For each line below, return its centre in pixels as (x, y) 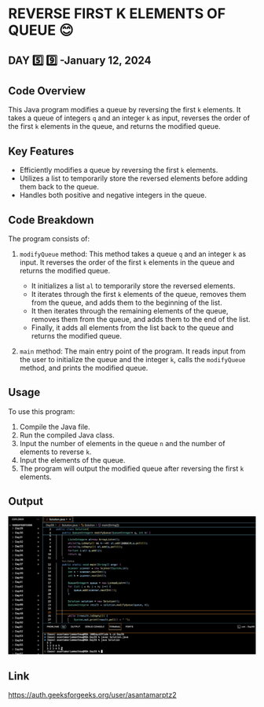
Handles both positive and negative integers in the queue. (113, 195)
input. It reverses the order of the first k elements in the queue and (127, 262)
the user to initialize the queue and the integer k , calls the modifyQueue (132, 360)
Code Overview (47, 91)
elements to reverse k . (55, 452)
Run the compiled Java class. (67, 435)
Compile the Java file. (55, 427)
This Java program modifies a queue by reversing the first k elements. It (125, 110)
